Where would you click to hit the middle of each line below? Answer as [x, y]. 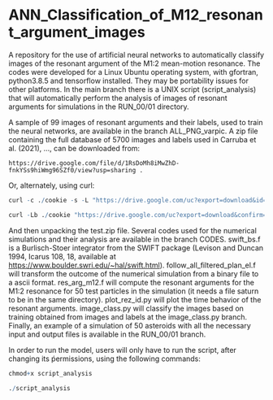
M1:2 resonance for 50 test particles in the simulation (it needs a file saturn [134, 291]
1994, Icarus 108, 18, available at [62, 256]
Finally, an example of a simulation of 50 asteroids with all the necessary [130, 325]
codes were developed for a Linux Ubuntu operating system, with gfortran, [133, 72]
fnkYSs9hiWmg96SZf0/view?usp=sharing [72, 170]
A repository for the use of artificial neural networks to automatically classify [136, 54]
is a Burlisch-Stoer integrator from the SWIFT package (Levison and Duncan [136, 248]
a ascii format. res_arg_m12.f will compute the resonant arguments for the [131, 282]
